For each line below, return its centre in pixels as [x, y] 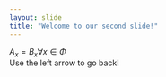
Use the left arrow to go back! [64, 63]
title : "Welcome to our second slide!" [84, 26]
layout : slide [36, 17]
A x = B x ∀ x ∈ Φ [38, 52]
